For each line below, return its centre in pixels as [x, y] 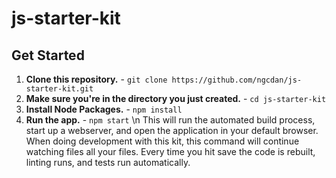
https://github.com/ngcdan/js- [237, 80]
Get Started [48, 55]
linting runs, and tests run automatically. [108, 162]
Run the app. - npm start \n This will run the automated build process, [170, 120]
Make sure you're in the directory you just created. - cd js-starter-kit [176, 98]
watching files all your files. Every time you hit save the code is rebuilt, [170, 151]
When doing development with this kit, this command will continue [162, 141]
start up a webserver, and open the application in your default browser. [172, 130]
